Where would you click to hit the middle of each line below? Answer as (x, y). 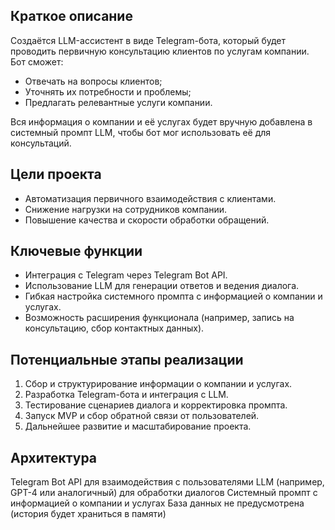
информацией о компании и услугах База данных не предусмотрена (157, 503)
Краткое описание (71, 16)
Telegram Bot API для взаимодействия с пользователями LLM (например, (167, 482)
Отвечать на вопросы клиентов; (93, 81)
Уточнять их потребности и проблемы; (108, 91)
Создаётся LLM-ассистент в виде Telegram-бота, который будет (148, 40)
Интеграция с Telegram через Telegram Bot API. (126, 275)
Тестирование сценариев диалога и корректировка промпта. (156, 405)
